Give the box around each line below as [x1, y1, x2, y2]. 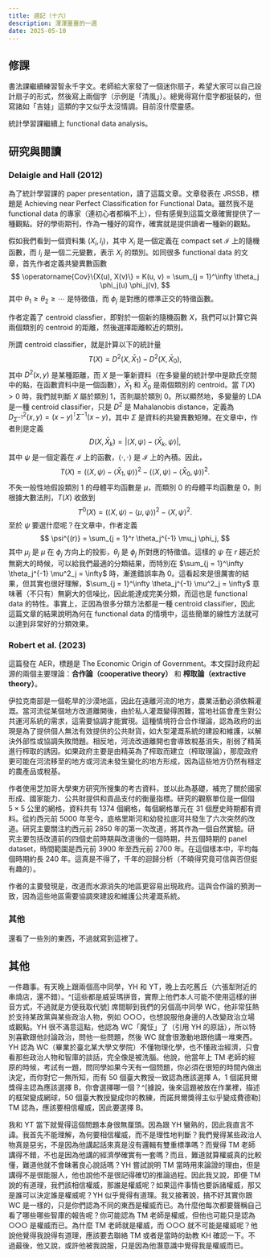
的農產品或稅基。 [8, 767, 65, 776]
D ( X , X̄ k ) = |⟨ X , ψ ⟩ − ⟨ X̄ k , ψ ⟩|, [88, 437, 182, 449]
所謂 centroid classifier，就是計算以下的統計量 [8, 340, 162, 350]
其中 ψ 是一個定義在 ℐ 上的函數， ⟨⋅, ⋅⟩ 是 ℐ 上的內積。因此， [8, 453, 207, 462]
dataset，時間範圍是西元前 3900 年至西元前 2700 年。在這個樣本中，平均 [8, 844, 252, 854]
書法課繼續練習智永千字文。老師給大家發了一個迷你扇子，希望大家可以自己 [8, 81, 255, 91]
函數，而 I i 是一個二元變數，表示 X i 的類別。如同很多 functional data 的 [8, 247, 242, 259]
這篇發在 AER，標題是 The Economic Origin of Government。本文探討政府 [8, 659, 253, 668]
